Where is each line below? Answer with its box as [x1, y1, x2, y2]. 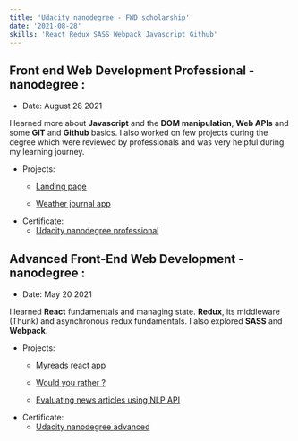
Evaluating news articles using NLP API [35, 394, 181, 405]
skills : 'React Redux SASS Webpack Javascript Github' [9, 30, 218, 38]
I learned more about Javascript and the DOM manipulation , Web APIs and [9, 118, 289, 129]
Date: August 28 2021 [21, 100, 103, 112]
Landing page [35, 181, 87, 192]
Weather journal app [35, 199, 112, 209]
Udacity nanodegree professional [35, 225, 159, 236]
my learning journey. [9, 147, 85, 157]
